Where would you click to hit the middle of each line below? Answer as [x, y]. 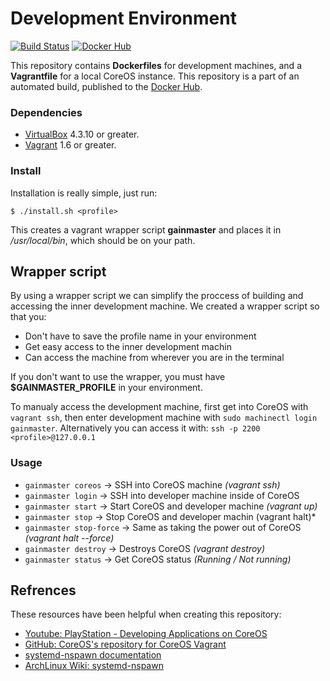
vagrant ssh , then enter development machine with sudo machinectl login [164, 418]
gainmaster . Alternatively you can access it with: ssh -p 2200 [135, 428]
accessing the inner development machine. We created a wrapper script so [165, 306]
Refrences [43, 590]
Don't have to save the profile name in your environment [140, 336]
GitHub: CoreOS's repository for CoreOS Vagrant [125, 644]
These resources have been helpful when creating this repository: [146, 614]
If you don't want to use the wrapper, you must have [118, 377]
